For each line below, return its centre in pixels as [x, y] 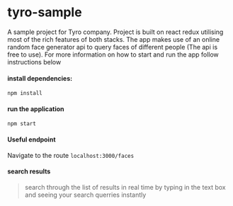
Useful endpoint [32, 139]
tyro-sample [45, 12]
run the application [36, 109]
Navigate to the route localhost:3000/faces [71, 155]
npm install [25, 93]
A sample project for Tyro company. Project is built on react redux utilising [115, 32]
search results [29, 171]
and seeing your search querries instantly [85, 195]
